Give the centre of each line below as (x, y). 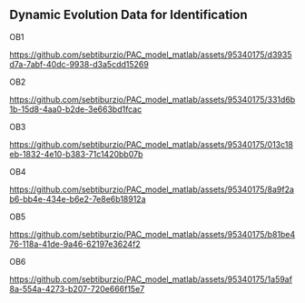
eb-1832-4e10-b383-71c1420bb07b (76, 154)
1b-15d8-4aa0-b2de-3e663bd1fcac (76, 109)
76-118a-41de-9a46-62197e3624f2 (75, 244)
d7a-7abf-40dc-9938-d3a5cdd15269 (79, 64)
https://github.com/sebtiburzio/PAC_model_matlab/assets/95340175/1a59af (151, 279)
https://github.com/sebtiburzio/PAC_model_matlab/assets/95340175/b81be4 (152, 234)
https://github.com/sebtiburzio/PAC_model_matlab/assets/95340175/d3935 (151, 55)
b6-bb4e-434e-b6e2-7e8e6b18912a (78, 198)
